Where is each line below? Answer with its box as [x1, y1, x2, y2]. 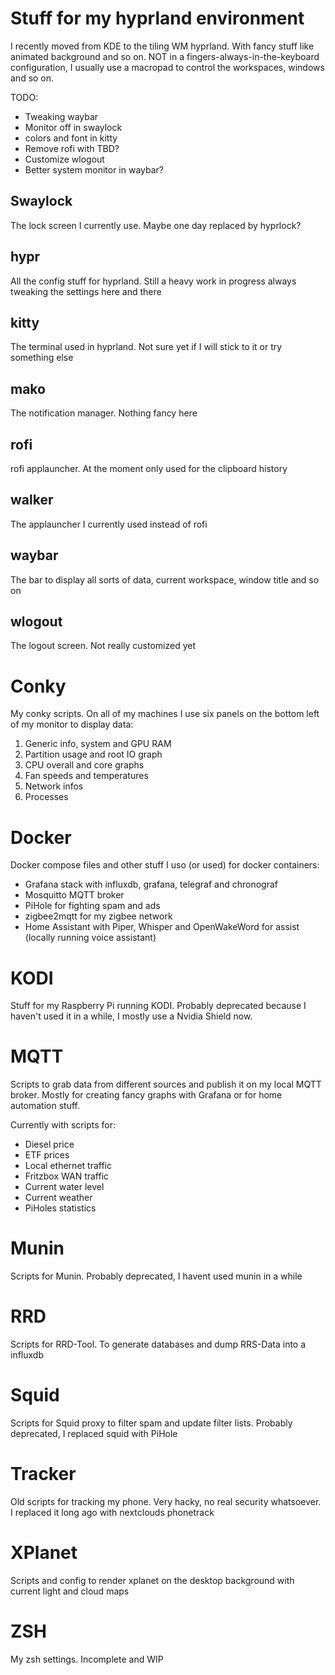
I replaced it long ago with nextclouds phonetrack [10, 1506, 215, 1518]
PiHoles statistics [24, 1202, 97, 1214]
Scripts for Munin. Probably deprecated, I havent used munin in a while [10, 1270, 303, 1282]
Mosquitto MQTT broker [24, 889, 125, 901]
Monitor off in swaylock [24, 121, 123, 133]
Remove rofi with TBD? [24, 142, 120, 154]
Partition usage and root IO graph [24, 748, 163, 761]
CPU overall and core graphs [24, 759, 145, 771]
